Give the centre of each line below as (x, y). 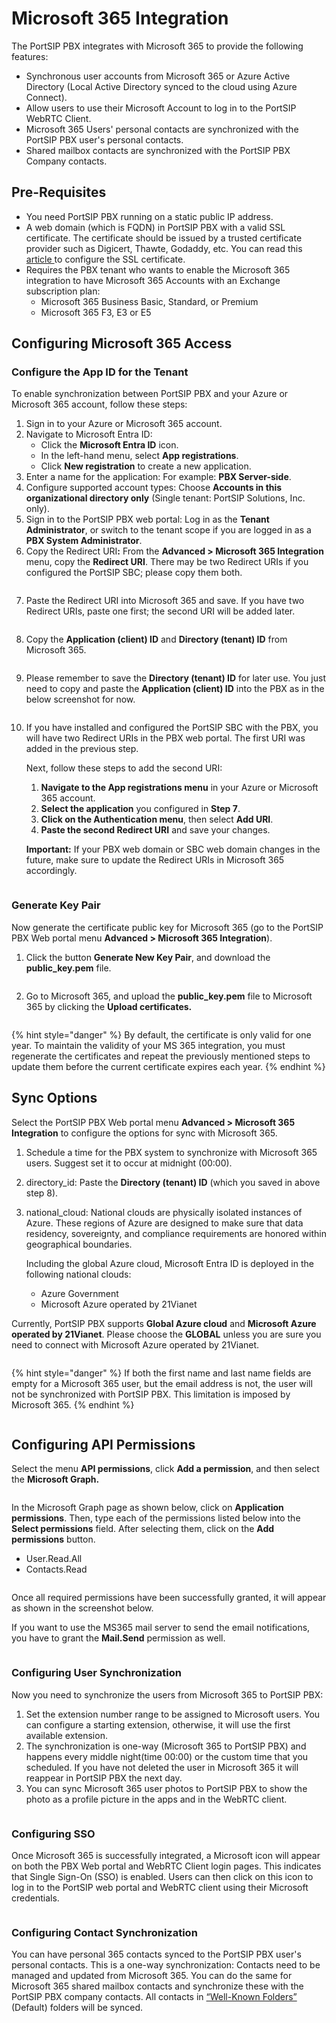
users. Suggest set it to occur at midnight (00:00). (129, 1163)
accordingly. (51, 871)
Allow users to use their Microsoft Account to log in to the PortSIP (161, 108)
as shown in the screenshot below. (82, 1608)
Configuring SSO (53, 1834)
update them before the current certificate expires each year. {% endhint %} (168, 1066)
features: (30, 56)
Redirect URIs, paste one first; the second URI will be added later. (160, 611)
